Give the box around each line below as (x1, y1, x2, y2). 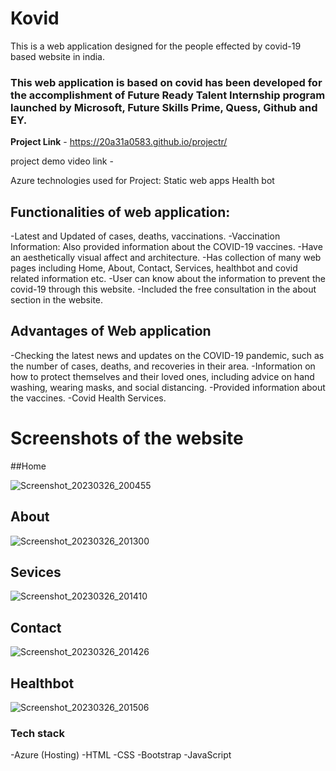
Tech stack (10, 726, 65, 740)
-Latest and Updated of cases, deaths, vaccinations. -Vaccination (10, 230, 281, 242)
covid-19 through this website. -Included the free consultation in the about (10, 283, 317, 296)
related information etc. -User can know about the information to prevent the (10, 273, 326, 285)
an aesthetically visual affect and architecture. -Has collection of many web (10, 252, 322, 264)
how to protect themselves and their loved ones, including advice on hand (10, 370, 315, 382)
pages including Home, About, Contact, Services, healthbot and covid (10, 262, 298, 274)
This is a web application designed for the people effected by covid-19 (10, 40, 302, 52)
